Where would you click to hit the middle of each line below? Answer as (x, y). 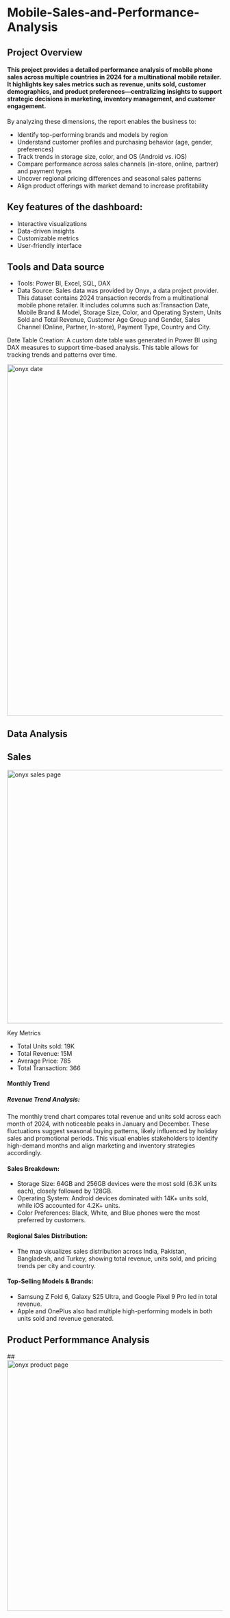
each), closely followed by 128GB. (65, 1191)
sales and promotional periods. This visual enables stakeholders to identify (113, 1139)
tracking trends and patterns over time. (62, 355)
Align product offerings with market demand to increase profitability (113, 186)
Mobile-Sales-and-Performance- (103, 13)
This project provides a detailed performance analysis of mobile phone (110, 70)
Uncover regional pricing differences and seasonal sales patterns (109, 178)
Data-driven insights (46, 231)
